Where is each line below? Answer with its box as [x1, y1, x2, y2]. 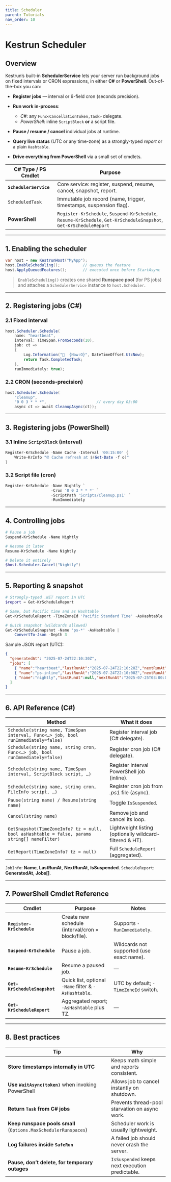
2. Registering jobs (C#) [5, 301, 82, 310]
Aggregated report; [62, 997, 108, 1004]
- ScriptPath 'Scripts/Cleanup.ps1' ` [50, 493, 131, 498]
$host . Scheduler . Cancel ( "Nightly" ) [5, 562, 81, 568]
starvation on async [111, 1105, 159, 1112]
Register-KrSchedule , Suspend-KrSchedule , [57, 210, 158, 217]
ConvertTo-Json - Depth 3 [14, 632, 67, 638]
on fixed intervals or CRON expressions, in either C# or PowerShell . [5, 78, 148, 84]
